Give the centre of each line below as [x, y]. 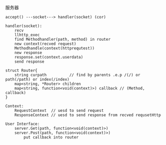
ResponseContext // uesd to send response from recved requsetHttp [88, 115]
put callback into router [51, 137]
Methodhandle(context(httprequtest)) [55, 48]
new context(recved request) [45, 44]
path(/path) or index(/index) [38, 79]
